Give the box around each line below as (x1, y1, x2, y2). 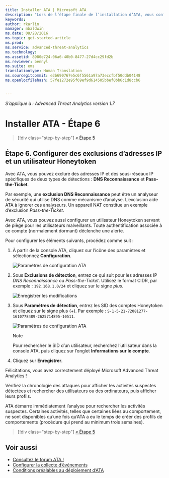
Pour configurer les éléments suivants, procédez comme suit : (5, 237, 134, 244)
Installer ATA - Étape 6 (5, 118, 101, 129)
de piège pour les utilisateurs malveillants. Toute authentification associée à (5, 222, 162, 228)
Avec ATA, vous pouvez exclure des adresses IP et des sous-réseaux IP (5, 170, 153, 176)
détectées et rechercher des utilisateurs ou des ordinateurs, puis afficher (5, 388, 157, 394)
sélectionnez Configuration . (12, 253, 72, 259)
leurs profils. (5, 393, 31, 399)
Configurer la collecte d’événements (12, 462, 88, 468)
